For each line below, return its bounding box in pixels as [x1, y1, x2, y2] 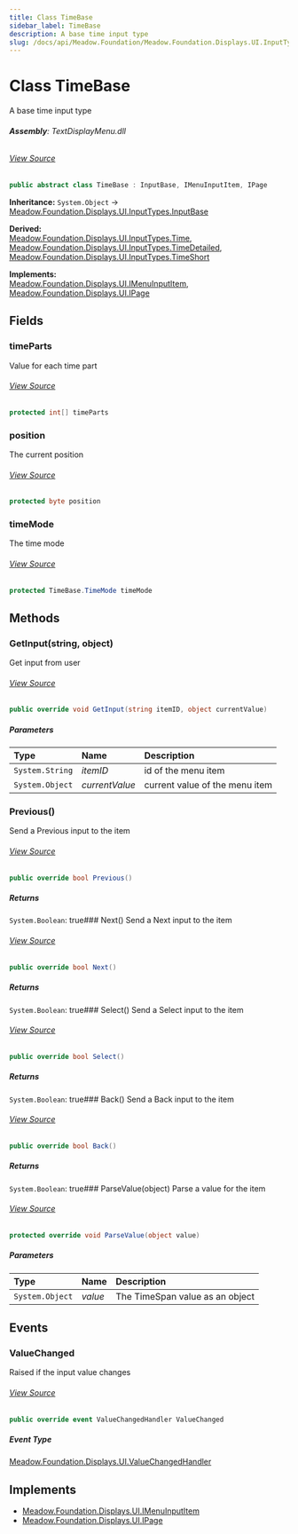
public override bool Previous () [9, 874, 133, 882]
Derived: [9, 223, 42, 233]
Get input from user [9, 658, 82, 668]
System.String [13, 765, 74, 776]
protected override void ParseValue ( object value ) [9, 1230, 200, 1239]
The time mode [9, 538, 65, 549]
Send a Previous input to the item [9, 826, 130, 836]
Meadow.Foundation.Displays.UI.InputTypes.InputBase [9, 206, 208, 217]
